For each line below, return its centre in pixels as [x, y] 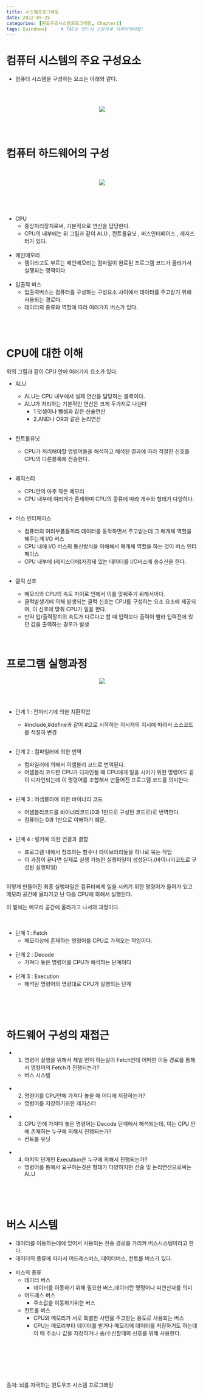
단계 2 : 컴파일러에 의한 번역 [48, 751]
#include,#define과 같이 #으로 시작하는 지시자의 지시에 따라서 [98, 725]
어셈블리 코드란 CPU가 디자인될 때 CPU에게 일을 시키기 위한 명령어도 [106, 772]
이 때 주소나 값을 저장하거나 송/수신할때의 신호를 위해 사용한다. [107, 1333]
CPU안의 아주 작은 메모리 [54, 491]
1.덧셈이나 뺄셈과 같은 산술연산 [69, 412]
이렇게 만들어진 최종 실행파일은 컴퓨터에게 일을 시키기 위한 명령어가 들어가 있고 [100, 886]
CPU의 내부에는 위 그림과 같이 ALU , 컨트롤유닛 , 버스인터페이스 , [101, 234]
